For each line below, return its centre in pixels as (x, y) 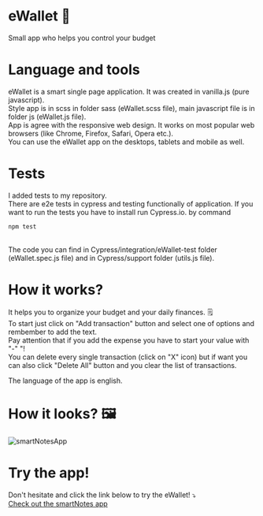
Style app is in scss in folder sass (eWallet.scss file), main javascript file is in (131, 108)
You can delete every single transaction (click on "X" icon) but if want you (128, 357)
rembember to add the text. (52, 332)
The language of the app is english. (65, 381)
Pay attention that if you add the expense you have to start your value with (129, 340)
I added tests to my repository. (58, 195)
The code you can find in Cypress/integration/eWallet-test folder (113, 249)
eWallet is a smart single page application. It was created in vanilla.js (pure (129, 91)
